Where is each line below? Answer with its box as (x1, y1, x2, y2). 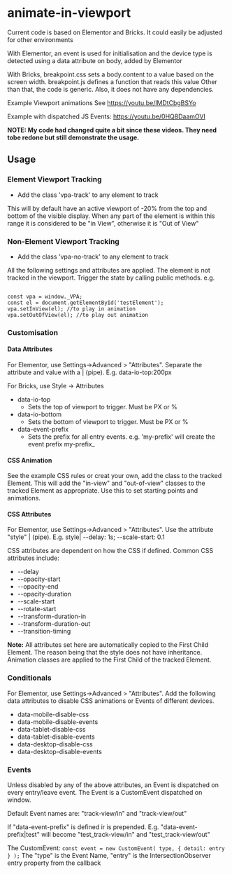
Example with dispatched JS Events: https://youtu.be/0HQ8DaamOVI (7, 112, 206, 121)
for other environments (7, 35, 73, 43)
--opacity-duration (17, 590, 72, 599)
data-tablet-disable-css (17, 725, 86, 733)
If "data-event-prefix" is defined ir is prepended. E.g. (7, 823, 159, 831)
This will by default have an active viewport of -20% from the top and (7, 204, 208, 212)
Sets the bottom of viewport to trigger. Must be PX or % (27, 418, 189, 426)
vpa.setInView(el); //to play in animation (7, 305, 136, 313)
